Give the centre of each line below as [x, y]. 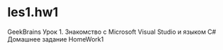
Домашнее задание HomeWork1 [56, 39]
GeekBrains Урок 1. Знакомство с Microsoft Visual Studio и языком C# [112, 32]
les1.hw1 [33, 12]
